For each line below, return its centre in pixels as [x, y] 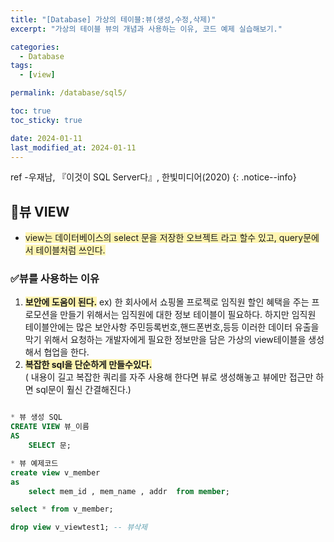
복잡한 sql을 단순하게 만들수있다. [88, 365]
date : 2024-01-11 [46, 138]
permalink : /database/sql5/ [69, 93]
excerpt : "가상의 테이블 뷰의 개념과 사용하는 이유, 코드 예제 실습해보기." [146, 29]
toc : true [31, 111]
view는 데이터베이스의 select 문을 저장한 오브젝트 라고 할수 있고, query [164, 238]
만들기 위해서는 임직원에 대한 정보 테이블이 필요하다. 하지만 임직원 [188, 315]
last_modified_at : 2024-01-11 [73, 147]
